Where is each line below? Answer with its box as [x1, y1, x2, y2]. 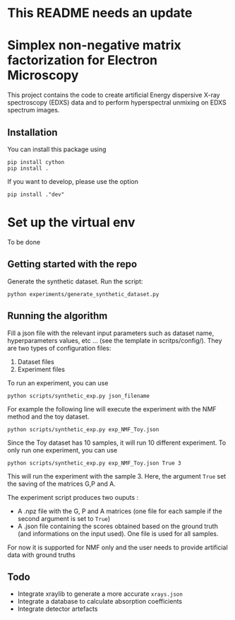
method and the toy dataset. [7, 412, 90, 421]
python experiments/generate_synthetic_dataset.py [7, 291, 159, 298]
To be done [7, 238, 41, 246]
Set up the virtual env [7, 214, 135, 230]
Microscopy [7, 67, 79, 83]
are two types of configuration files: [7, 344, 112, 352]
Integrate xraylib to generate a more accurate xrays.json [17, 590, 183, 598]
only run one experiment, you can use [7, 445, 118, 454]
